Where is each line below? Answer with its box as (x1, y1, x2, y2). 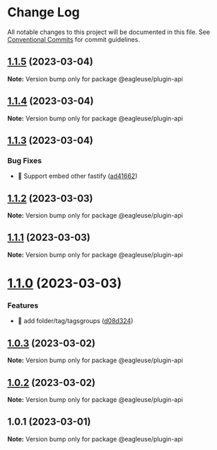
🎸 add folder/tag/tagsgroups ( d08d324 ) (17, 317, 134, 325)
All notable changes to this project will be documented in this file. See (7, 28, 211, 36)
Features (7, 300, 39, 310)
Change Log (7, 4, 80, 21)
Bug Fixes (7, 155, 42, 165)
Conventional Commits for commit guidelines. (7, 35, 140, 43)
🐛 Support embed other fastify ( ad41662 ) (17, 171, 138, 181)
